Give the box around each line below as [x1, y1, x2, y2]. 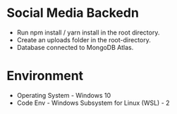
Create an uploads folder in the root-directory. [16, 35, 151, 44]
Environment [6, 68, 84, 84]
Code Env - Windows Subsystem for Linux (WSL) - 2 [16, 99, 170, 107]
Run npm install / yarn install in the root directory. [16, 28, 160, 37]
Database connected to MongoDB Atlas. [16, 43, 134, 51]
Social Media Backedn [6, 5, 139, 21]
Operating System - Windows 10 [16, 91, 111, 99]
